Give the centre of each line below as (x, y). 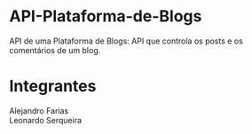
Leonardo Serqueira (46, 120)
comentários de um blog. (55, 50)
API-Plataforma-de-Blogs (106, 16)
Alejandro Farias (39, 110)
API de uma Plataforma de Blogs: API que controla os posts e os (126, 41)
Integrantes (53, 87)
